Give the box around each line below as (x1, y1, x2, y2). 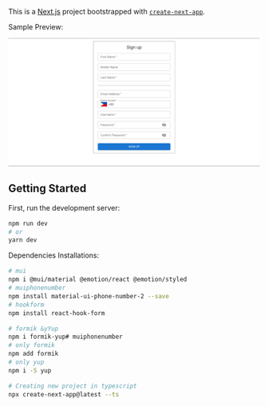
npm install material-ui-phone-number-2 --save (8, 292, 170, 300)
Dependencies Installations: (8, 250, 100, 260)
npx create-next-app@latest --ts (8, 390, 120, 398)
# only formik (8, 341, 56, 349)
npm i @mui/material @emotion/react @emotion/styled (8, 275, 187, 284)
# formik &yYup (8, 325, 59, 333)
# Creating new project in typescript (8, 382, 137, 390)
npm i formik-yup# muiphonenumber (8, 333, 124, 341)
